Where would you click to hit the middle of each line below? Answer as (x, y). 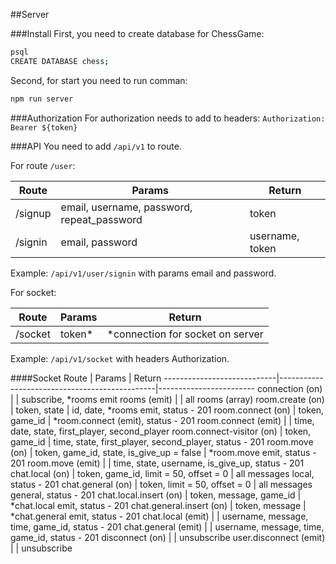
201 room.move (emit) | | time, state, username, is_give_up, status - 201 (157, 463)
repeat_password (101, 219)
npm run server (42, 99)
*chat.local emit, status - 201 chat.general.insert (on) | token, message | (158, 505)
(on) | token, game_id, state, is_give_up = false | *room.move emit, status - (163, 452)
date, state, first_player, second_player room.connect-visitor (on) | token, (161, 431)
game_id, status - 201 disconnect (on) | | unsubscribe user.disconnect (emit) (168, 537)
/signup (33, 213)
